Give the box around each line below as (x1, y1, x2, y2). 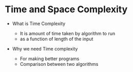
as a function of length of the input (20, 36, 93, 42)
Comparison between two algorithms (20, 61, 99, 67)
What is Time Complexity (12, 20, 66, 27)
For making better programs (20, 55, 80, 62)
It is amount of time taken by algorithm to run (20, 30, 116, 36)
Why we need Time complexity (12, 45, 78, 52)
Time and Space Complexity (5, 4, 128, 15)
